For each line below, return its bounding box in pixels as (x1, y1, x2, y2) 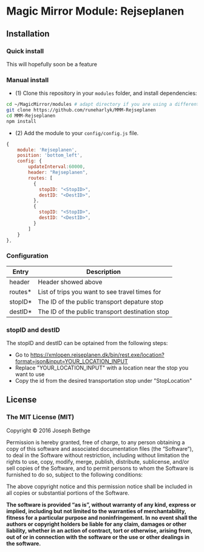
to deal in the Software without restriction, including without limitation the (6, 452, 189, 459)
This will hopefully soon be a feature (6, 60, 97, 68)
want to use (15, 371, 45, 378)
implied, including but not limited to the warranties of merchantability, (6, 507, 186, 515)
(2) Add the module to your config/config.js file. (15, 129, 139, 136)
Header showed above (38, 278, 103, 286)
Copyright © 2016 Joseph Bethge (6, 427, 91, 434)
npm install (6, 118, 36, 124)
